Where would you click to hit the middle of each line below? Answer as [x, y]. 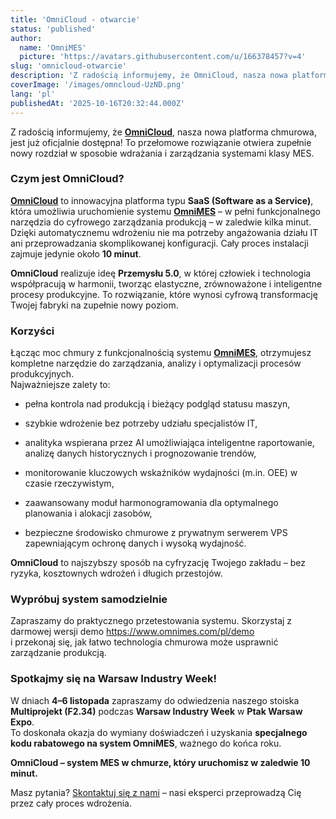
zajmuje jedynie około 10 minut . [76, 253]
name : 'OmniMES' [53, 47]
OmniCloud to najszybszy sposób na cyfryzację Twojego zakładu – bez [158, 563]
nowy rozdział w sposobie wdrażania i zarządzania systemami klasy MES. [162, 153]
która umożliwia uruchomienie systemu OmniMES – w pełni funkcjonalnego [165, 211]
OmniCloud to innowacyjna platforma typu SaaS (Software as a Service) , [162, 200]
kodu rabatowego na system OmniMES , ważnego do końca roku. [146, 743]
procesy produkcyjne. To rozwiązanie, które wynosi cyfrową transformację [164, 294]
